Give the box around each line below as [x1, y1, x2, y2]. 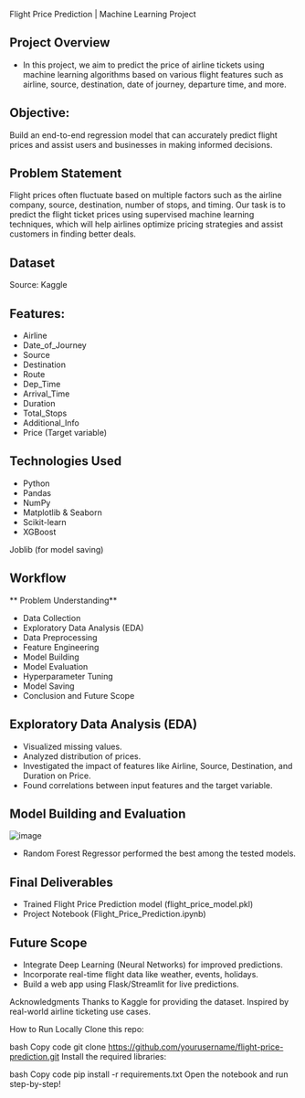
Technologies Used [9, 453, 121, 470]
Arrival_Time [22, 388, 70, 399]
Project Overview [9, 35, 110, 50]
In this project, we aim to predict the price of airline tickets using [22, 59, 265, 70]
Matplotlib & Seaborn [22, 507, 102, 518]
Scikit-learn [22, 516, 67, 527]
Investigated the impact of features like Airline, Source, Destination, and [22, 760, 293, 771]
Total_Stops [22, 407, 68, 419]
